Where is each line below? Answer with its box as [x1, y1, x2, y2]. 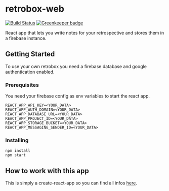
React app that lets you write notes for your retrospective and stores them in [5, 29, 164, 36]
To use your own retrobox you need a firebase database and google [5, 63, 147, 69]
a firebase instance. [5, 35, 47, 41]
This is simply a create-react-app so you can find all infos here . [5, 180, 138, 186]
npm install [5, 148, 30, 153]
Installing [5, 137, 29, 144]
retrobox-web [5, 3, 65, 15]
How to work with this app [5, 166, 90, 175]
